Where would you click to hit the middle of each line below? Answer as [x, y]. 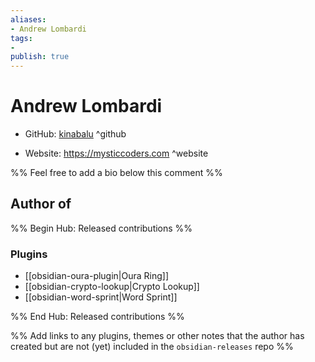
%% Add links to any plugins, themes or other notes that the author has [157, 336]
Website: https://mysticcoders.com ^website [116, 153]
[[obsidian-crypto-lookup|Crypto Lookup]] [112, 287]
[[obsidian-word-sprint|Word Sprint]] [101, 297]
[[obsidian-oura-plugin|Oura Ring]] [97, 276]
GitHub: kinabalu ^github [75, 134]
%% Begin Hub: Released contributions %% [101, 228]
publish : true [40, 57]
